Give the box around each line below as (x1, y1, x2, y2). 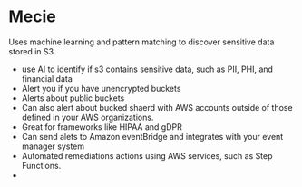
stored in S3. (8, 45, 56, 56)
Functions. (21, 160, 62, 171)
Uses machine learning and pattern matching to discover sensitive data (8, 36, 275, 47)
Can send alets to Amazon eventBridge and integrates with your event (21, 131, 284, 142)
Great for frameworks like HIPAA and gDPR (21, 121, 182, 133)
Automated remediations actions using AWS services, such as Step (21, 150, 273, 161)
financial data (21, 73, 73, 84)
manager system (21, 141, 85, 152)
